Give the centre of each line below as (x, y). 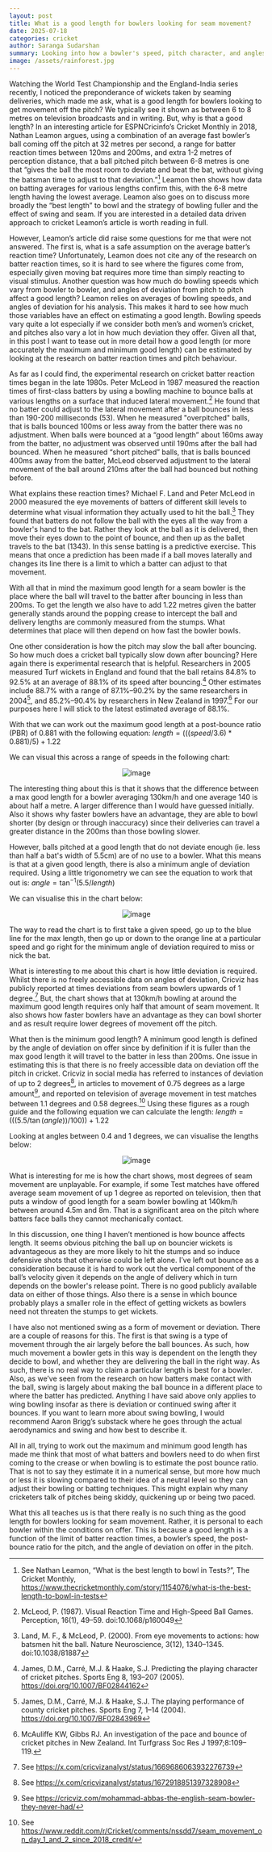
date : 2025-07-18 (38, 31)
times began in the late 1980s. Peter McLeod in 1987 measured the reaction (135, 382)
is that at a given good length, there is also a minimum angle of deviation (130, 864)
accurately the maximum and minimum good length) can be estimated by (131, 349)
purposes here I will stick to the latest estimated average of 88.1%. (119, 709)
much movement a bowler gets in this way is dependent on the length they (133, 1353)
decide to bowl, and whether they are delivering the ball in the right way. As (135, 1361)
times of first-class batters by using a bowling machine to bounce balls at (131, 391)
